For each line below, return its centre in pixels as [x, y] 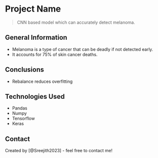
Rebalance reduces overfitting [42, 81]
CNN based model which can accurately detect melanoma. [76, 22]
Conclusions [25, 70]
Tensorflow [23, 118]
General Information [36, 38]
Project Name [33, 9]
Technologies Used [35, 96]
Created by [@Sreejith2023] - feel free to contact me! [59, 151]
